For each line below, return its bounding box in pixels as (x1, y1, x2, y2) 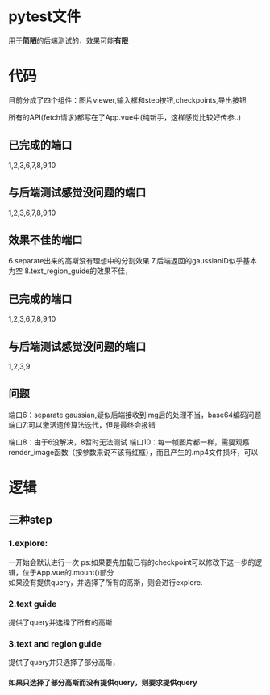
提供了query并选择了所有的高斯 (8, 617, 113, 627)
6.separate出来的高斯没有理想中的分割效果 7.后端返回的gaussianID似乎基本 (8, 256, 258, 266)
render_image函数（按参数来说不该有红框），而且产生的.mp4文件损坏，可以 (8, 447, 259, 457)
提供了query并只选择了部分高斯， (8, 658, 120, 668)
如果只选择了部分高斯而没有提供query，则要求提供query (8, 677, 197, 687)
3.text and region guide (8, 638, 102, 649)
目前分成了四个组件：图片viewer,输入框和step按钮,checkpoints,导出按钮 (8, 95, 247, 105)
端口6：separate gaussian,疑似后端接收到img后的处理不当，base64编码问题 (8, 410, 262, 419)
